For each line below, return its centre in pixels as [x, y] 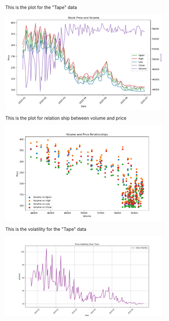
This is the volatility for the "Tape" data [46, 229]
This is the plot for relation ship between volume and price [66, 118]
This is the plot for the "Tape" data [41, 7]
